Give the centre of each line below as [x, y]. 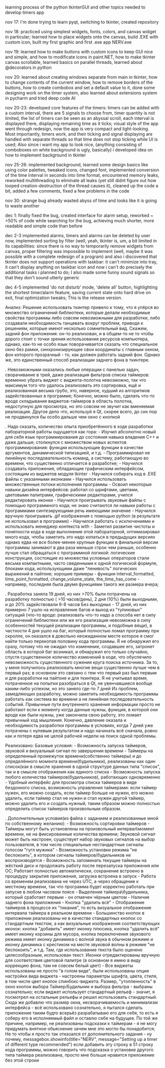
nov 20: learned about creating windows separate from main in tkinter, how [81, 77]
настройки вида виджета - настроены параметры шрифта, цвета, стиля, [81, 976]
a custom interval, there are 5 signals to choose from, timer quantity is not [80, 113]
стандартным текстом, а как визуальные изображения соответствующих [82, 923]
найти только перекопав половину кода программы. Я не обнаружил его [82, 641]
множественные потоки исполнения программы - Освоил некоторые [78, 484]
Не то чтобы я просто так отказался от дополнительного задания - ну [79, 1034]
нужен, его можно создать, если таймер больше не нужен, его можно [80, 793]
